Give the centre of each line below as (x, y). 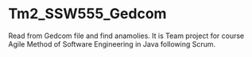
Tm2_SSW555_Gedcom (87, 14)
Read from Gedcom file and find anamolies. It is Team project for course (126, 36)
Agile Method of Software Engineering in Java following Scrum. (112, 44)
